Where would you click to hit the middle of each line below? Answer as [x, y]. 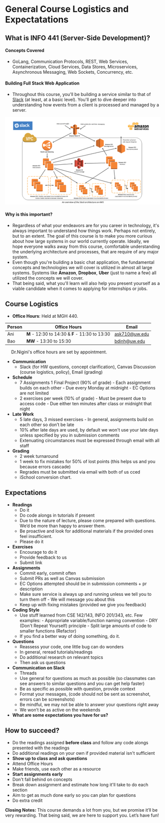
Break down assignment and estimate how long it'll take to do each [80, 784]
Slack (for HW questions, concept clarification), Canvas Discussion [88, 367]
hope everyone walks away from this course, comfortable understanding [86, 246]
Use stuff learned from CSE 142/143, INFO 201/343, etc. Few [81, 615]
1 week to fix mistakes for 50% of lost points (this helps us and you [87, 461]
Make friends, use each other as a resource [56, 769]
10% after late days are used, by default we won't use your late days [89, 430]
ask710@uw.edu [132, 334]
